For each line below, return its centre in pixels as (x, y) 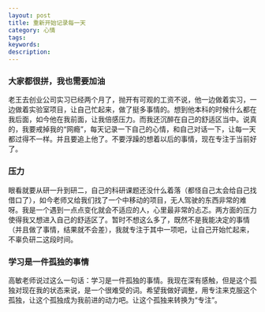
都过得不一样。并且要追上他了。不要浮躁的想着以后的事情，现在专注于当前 (129, 139)
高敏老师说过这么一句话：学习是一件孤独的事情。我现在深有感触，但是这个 (129, 280)
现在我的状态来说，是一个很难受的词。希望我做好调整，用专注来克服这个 (139, 290)
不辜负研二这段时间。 (43, 239)
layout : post (30, 15)
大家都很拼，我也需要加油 (57, 81)
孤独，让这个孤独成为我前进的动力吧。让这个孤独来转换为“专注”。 (115, 299)
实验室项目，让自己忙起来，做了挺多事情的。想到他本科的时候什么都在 (143, 110)
